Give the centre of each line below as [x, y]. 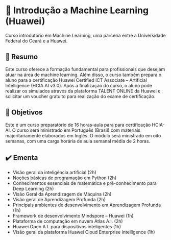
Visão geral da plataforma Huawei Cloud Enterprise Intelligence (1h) [84, 232]
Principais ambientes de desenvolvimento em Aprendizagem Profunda [87, 205]
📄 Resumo [22, 57]
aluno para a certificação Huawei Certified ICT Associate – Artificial [76, 80]
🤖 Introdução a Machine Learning [77, 10]
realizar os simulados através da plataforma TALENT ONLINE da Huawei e [83, 91]
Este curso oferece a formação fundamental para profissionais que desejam [85, 69]
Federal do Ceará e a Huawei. [36, 41]
